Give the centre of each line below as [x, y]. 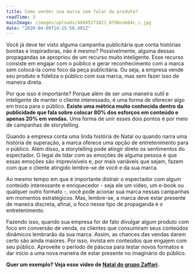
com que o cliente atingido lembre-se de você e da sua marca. [82, 168]
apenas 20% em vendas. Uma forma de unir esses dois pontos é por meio [97, 119]
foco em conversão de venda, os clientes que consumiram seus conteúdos [97, 228]
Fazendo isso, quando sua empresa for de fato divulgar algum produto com [98, 222]
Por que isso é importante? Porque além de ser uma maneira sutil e [87, 94]
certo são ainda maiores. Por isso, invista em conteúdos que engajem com [97, 241]
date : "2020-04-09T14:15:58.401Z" [49, 28]
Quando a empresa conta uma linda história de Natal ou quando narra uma [97, 137]
